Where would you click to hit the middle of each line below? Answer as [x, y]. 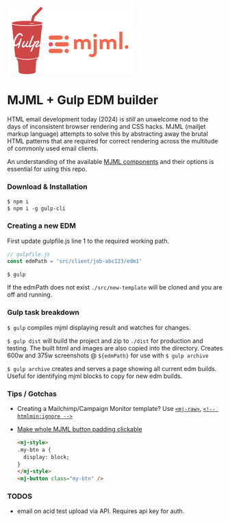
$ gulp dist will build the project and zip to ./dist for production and [105, 341]
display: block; [47, 457]
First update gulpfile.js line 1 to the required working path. [88, 241]
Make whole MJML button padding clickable [79, 429]
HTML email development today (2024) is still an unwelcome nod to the [108, 119]
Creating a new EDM [42, 226]
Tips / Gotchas [32, 394]
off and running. [30, 295]
